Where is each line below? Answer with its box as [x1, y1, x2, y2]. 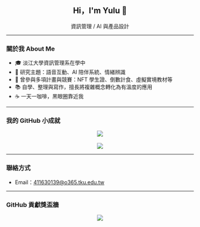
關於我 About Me [6, 44, 55, 52]
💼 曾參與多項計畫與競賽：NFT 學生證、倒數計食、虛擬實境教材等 [14, 76, 173, 83]
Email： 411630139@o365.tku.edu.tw [14, 178, 105, 186]
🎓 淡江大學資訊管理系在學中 [14, 59, 86, 67]
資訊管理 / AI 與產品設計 [70, 23, 130, 30]
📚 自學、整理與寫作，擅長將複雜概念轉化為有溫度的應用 [14, 83, 153, 91]
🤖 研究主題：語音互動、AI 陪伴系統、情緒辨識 [14, 69, 126, 76]
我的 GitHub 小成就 [6, 117, 61, 125]
